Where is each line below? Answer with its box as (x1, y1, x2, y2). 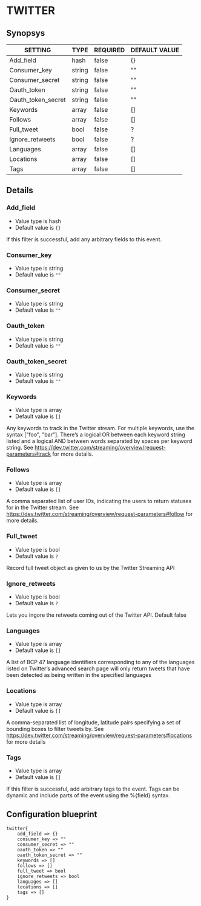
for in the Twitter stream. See (6, 504, 79, 511)
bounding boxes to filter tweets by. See (6, 725, 104, 732)
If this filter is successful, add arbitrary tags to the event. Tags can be (6, 785, 180, 792)
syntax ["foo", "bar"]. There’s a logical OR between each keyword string (6, 431, 186, 438)
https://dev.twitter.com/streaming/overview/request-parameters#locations (6, 732, 193, 739)
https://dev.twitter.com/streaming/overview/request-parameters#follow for (6, 510, 193, 518)
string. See (6, 444, 33, 451)
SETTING (24, 46, 51, 54)
